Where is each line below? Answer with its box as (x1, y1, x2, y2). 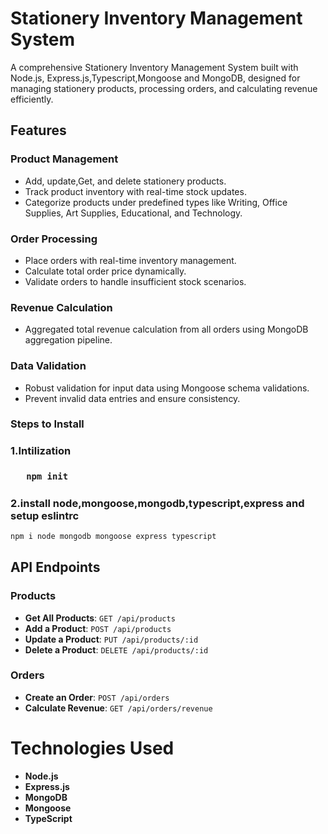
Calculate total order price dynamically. (24, 265, 187, 277)
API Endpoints (10, 559, 101, 576)
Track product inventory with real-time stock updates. (24, 185, 247, 197)
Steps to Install (10, 417, 85, 431)
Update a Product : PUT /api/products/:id (24, 633, 199, 645)
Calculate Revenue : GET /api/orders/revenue (24, 702, 213, 714)
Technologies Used (10, 737, 175, 760)
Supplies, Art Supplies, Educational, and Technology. (24, 207, 243, 219)
